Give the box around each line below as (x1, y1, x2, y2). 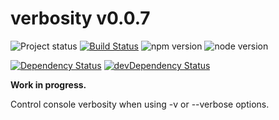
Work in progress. (10, 78, 87, 91)
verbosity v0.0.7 (10, 7, 151, 30)
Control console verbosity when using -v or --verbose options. (10, 98, 270, 110)
